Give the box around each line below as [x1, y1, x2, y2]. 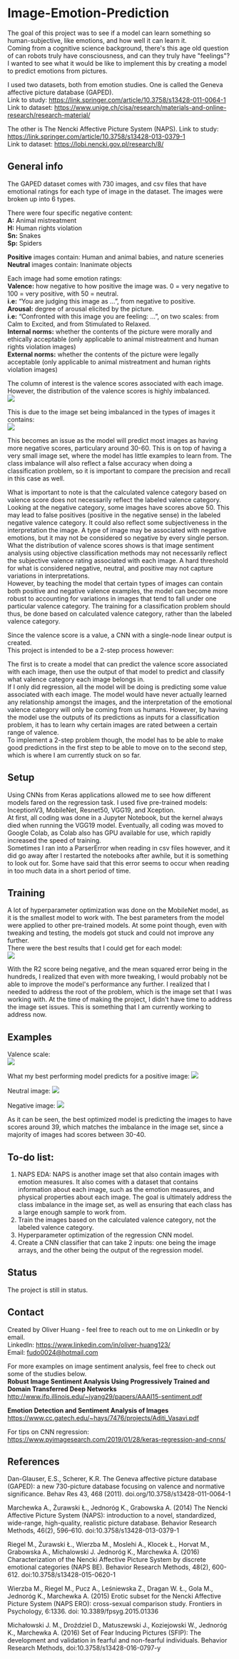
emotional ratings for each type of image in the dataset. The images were [7, 187, 223, 196]
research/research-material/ [7, 111, 91, 119]
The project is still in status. [7, 1285, 88, 1294]
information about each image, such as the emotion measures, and [17, 1186, 215, 1193]
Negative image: [7, 1101, 56, 1110]
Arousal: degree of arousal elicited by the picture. [7, 304, 155, 313]
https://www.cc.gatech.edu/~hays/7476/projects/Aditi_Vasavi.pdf [7, 1413, 200, 1422]
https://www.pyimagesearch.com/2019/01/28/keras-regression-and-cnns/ [7, 1435, 226, 1443]
